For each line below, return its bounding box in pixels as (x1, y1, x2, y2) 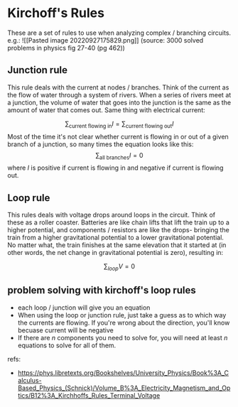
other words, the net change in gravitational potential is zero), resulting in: (7, 249, 224, 257)
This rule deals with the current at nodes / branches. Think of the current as (7, 83, 229, 92)
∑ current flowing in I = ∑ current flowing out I (65, 119, 174, 129)
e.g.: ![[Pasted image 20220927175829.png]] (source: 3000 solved (7, 36, 204, 44)
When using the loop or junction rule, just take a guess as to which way (17, 310, 227, 319)
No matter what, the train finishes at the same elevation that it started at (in (7, 241, 227, 249)
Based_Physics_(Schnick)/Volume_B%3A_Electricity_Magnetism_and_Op (17, 384, 231, 392)
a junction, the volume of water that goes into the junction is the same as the (7, 98, 232, 107)
